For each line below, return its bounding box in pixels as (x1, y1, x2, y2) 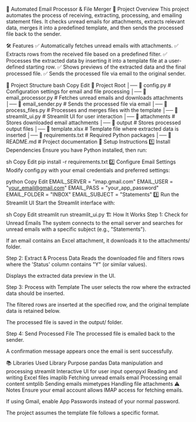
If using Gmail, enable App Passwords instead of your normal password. (6, 398, 180, 404)
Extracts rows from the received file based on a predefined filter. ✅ (6, 50, 168, 57)
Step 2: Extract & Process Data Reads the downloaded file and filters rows (6, 255, 185, 261)
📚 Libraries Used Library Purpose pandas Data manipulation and (6, 359, 163, 366)
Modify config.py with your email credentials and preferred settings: (6, 167, 170, 173)
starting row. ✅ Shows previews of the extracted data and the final (26, 63, 186, 70)
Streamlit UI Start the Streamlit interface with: (6, 199, 115, 206)
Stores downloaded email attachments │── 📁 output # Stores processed (6, 119, 181, 126)
